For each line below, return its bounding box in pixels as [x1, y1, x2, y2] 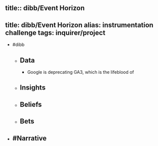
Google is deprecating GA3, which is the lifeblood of [27, 69, 134, 75]
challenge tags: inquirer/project [5, 28, 106, 37]
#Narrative [12, 134, 47, 143]
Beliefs [19, 100, 42, 108]
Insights [19, 84, 46, 92]
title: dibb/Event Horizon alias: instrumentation [5, 21, 154, 29]
